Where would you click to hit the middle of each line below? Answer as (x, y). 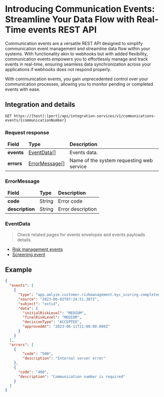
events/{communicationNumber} (36, 120)
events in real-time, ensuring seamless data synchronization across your (78, 64)
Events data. (84, 153)
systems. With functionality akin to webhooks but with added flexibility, (76, 54)
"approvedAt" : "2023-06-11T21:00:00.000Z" (66, 327)
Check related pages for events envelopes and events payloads (81, 234)
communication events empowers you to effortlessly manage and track (76, 59)
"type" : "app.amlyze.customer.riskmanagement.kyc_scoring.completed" (90, 295)
